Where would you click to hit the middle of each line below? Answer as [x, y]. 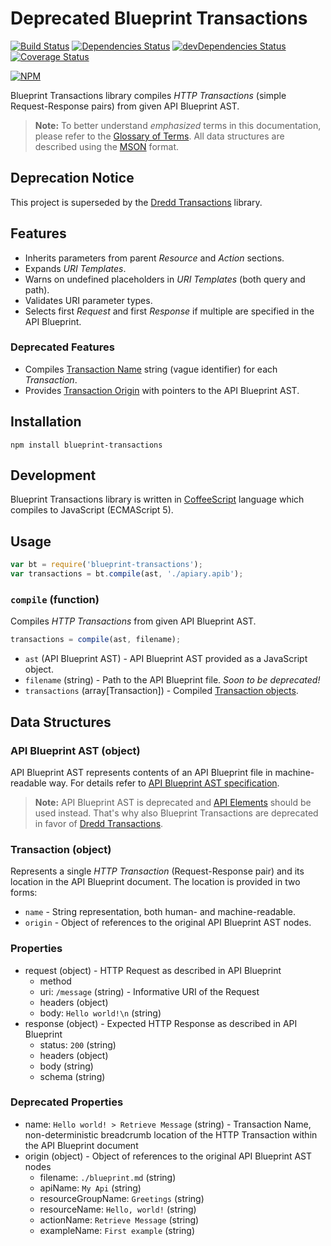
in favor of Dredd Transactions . [99, 823]
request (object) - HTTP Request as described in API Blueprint [153, 970]
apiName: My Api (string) [90, 1188]
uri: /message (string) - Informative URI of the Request [149, 991]
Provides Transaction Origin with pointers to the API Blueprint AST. [162, 390]
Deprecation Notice [72, 178]
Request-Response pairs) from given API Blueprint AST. [125, 106]
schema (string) [72, 1076]
